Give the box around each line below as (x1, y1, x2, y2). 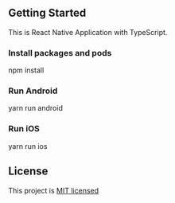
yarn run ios (8, 141, 48, 150)
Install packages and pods (8, 47, 112, 58)
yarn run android (8, 103, 64, 113)
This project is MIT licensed (8, 185, 99, 195)
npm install (8, 65, 45, 75)
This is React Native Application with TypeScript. (8, 27, 168, 37)
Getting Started (8, 6, 87, 20)
